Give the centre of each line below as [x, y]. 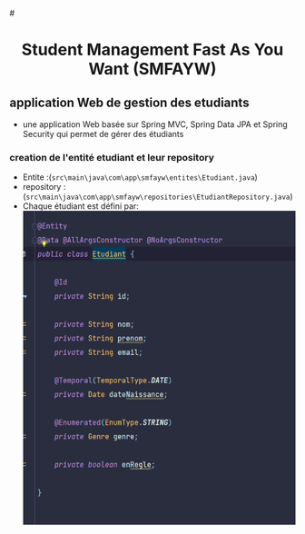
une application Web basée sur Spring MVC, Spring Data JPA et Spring [155, 124]
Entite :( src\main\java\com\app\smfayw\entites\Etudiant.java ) [140, 177]
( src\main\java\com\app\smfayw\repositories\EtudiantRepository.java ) [157, 197]
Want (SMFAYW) [152, 69]
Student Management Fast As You [152, 50]
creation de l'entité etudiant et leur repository [112, 157]
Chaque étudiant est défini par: [80, 206]
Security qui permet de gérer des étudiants [103, 134]
